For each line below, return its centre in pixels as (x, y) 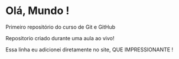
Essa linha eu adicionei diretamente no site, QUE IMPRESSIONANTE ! (89, 49)
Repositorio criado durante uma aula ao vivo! (60, 38)
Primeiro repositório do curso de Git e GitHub (61, 27)
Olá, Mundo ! (38, 11)
